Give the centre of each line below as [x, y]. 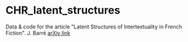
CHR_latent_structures [63, 10]
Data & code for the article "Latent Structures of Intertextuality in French [94, 27]
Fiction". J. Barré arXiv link [38, 33]
